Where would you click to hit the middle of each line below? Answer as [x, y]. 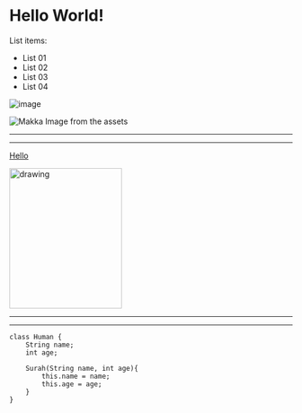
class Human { [36, 337]
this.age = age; [72, 384]
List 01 [34, 57]
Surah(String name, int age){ [82, 368]
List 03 [35, 76]
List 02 [35, 67]
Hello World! [57, 16]
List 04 [35, 86]
